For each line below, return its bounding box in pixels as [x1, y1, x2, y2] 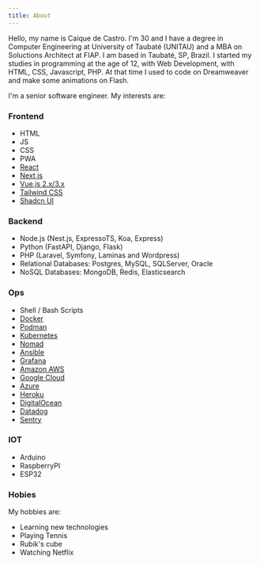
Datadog [19, 406, 48, 416]
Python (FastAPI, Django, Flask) [19, 242, 123, 252]
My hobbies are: [8, 507, 62, 517]
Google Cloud [19, 372, 65, 382]
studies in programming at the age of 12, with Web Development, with [8, 59, 235, 68]
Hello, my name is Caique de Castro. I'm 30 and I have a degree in [8, 33, 224, 43]
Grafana [19, 356, 47, 365]
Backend [8, 216, 43, 227]
